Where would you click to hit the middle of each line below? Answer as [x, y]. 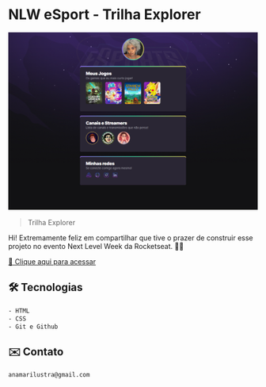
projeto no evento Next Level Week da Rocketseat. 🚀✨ [96, 246]
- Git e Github [33, 327]
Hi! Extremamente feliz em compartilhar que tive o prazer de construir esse [131, 238]
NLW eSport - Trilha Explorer [104, 15]
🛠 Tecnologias [46, 287]
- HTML [19, 311]
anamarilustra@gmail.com [49, 375]
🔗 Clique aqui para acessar [52, 261]
